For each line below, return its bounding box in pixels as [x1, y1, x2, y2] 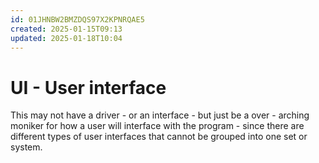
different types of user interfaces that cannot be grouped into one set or [10, 131, 308, 143]
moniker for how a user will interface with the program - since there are [10, 120, 305, 132]
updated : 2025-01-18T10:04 [10, 33, 123, 43]
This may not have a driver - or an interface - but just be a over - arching [10, 109, 310, 121]
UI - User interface [10, 76, 167, 99]
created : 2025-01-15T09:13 [10, 24, 123, 34]
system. [10, 141, 43, 153]
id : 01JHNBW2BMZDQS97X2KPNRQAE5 [10, 14, 145, 25]
